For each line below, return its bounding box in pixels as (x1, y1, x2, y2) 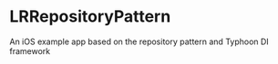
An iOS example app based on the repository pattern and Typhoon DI (9, 36, 269, 47)
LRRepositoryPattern (9, 6, 171, 27)
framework (9, 45, 51, 56)
